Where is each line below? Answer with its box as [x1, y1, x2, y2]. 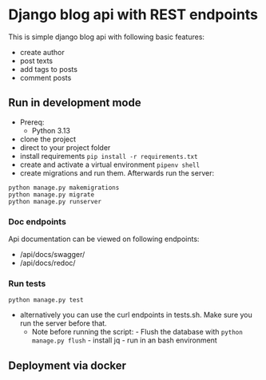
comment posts [19, 73, 72, 82]
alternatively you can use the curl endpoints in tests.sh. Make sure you [19, 310, 253, 320]
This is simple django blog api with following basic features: [8, 32, 205, 42]
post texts [19, 56, 54, 65]
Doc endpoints [8, 216, 66, 227]
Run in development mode [8, 96, 141, 109]
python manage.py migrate [8, 190, 94, 199]
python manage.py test [8, 296, 84, 304]
